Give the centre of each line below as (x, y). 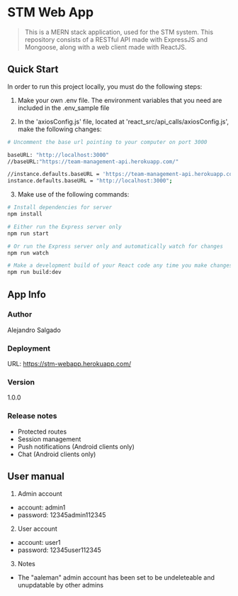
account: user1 (39, 542)
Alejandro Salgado (34, 330)
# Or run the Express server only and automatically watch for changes (115, 246)
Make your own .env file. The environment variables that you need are (120, 100)
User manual (36, 476)
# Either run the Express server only (64, 227)
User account (38, 529)
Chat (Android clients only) (57, 454)
